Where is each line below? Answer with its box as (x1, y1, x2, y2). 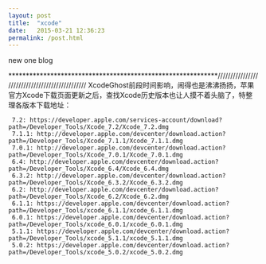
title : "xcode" (8, 19, 62, 27)
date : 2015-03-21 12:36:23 (8, 26, 105, 34)
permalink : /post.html (8, 33, 84, 42)
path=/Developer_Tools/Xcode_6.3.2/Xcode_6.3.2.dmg (8, 179, 183, 187)
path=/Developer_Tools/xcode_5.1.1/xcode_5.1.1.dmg (8, 235, 183, 243)
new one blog (8, 56, 53, 65)
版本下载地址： (22, 100, 72, 110)
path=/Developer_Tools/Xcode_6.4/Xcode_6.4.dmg (8, 165, 170, 173)
